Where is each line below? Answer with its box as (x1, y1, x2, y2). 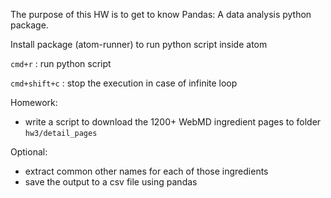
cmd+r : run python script (10, 58, 112, 69)
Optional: (10, 146, 48, 158)
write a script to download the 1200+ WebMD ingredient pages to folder (24, 116, 322, 128)
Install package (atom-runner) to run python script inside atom (10, 39, 268, 50)
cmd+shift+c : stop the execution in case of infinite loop (10, 77, 238, 89)
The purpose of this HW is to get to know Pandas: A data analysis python (10, 9, 312, 20)
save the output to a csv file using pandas (24, 176, 198, 188)
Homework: (10, 97, 58, 108)
